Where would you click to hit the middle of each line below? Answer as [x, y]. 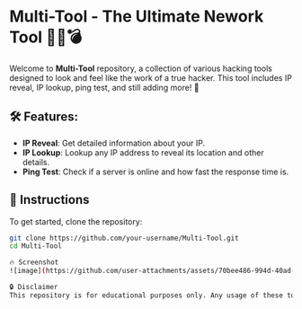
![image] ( [28, 271]
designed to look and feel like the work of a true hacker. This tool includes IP [151, 77]
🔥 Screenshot [34, 262]
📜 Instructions [49, 200]
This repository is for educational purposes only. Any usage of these [146, 295]
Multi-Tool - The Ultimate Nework [137, 17]
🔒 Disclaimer [34, 287]
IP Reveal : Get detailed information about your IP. [113, 143]
